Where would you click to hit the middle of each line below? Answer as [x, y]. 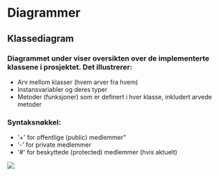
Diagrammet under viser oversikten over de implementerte [108, 58]
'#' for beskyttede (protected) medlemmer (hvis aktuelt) [97, 152]
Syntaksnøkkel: [34, 122]
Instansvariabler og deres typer [62, 89]
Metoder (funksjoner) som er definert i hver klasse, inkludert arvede [114, 97]
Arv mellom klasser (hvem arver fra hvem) [78, 82]
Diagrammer [44, 13]
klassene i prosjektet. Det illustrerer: [70, 67]
